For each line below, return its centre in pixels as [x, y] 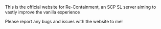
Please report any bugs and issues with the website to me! [64, 22]
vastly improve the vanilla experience [43, 12]
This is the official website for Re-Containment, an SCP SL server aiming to [80, 7]
